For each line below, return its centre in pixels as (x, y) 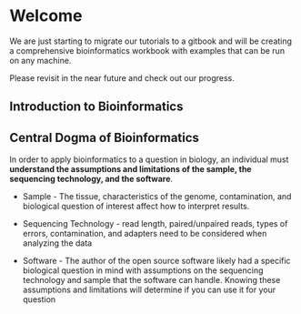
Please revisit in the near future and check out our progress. (122, 77)
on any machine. (40, 60)
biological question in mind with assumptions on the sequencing (143, 270)
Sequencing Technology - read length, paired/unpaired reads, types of (155, 224)
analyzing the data (57, 243)
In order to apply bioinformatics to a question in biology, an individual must (149, 159)
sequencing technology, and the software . (91, 179)
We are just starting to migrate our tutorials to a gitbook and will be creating (151, 41)
